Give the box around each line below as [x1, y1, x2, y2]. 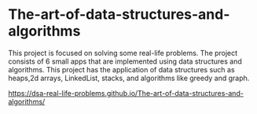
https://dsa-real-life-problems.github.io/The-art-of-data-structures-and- [8, 88, 244, 97]
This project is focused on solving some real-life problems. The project [8, 48, 238, 57]
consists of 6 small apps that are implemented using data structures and [8, 57, 242, 66]
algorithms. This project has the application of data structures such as [8, 64, 235, 74]
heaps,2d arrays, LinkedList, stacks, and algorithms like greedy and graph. [8, 73, 250, 83]
